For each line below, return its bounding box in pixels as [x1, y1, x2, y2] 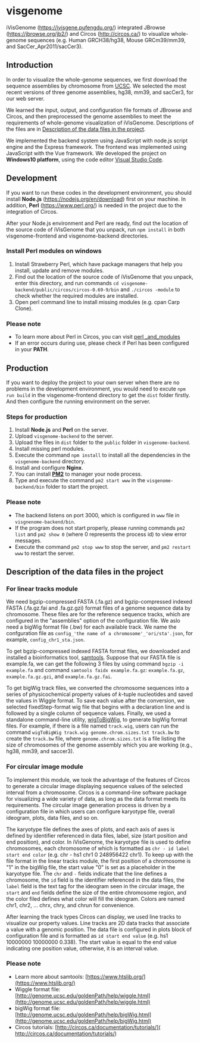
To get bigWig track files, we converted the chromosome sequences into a [6, 685, 189, 692]
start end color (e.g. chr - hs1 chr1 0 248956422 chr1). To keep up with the [6, 851, 193, 858]
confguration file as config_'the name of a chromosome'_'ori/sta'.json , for [6, 630, 193, 637]
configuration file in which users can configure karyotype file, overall [6, 808, 175, 815]
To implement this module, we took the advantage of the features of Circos [6, 776, 190, 783]
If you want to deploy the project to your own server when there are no [6, 379, 180, 386]
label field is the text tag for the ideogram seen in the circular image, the [6, 882, 185, 889]
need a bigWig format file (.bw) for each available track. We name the [6, 623, 177, 630]
